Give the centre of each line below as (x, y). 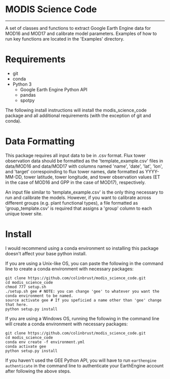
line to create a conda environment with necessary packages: (70, 269)
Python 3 (22, 84)
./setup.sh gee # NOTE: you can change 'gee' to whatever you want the (82, 291)
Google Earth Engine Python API (54, 89)
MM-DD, (14, 177)
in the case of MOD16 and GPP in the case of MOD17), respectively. (75, 182)
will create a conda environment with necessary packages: (67, 324)
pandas (28, 95)
